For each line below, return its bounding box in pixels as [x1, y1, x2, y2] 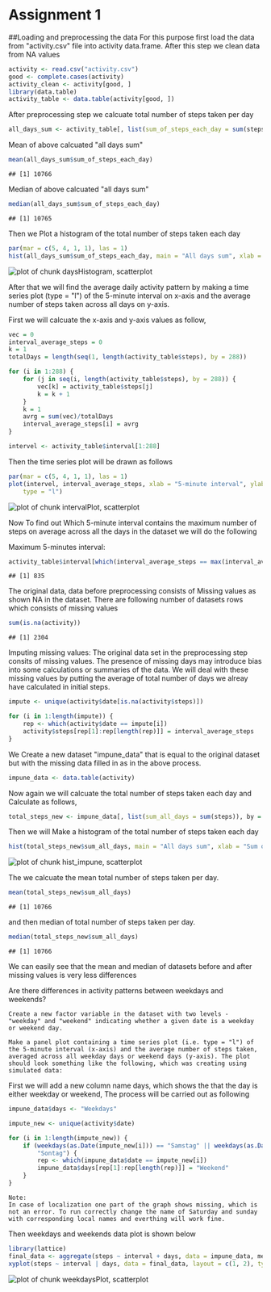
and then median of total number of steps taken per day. [8, 917, 196, 927]
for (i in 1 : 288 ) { [8, 367, 74, 376]
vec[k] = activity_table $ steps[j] [37, 382, 153, 391]
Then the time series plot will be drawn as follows [8, 456, 173, 466]
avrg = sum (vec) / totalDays [23, 413, 114, 421]
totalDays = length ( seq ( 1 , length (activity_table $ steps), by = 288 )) [8, 353, 248, 361]
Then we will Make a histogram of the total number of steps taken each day [8, 827, 260, 837]
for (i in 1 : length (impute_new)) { [8, 1134, 128, 1142]
